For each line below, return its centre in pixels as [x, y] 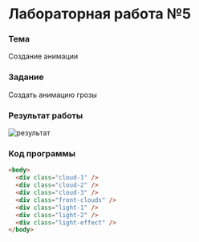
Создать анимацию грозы [53, 95]
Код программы [42, 153]
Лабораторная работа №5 [100, 14]
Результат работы [46, 115]
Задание [26, 77]
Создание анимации [43, 56]
